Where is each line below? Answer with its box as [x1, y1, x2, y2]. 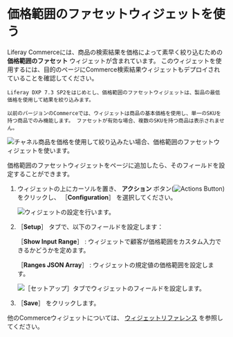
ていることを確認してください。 [7, 74, 98, 82]
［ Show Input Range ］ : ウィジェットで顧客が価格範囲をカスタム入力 [17, 237, 216, 245]
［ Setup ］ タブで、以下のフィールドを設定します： [17, 223, 164, 231]
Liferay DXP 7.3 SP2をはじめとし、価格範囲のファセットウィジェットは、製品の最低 [7, 89, 221, 96]
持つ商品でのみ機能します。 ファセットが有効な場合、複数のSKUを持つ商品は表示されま [7, 117, 220, 124]
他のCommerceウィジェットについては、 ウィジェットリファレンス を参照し [7, 313, 223, 322]
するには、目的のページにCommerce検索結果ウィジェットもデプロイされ [12, 65, 221, 74]
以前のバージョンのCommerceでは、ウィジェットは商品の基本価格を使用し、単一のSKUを [7, 110, 221, 116]
